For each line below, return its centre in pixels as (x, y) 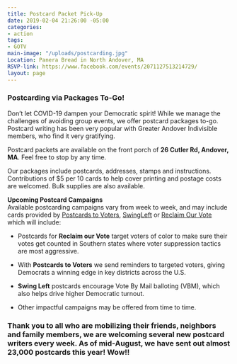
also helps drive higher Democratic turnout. (81, 293)
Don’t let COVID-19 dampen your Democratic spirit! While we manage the (114, 113)
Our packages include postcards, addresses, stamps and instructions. (109, 171)
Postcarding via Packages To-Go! (66, 98)
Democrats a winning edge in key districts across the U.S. (102, 272)
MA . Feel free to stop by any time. (57, 157)
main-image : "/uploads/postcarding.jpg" (68, 54)
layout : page (27, 73)
